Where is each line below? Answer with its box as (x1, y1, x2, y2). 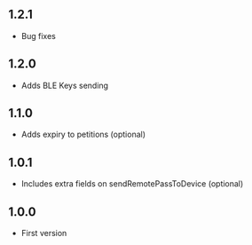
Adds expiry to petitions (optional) (20, 129, 146, 140)
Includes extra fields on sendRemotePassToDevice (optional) (20, 178, 244, 189)
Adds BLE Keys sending (20, 80, 108, 91)
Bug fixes (20, 30, 57, 41)
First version (20, 228, 67, 239)
